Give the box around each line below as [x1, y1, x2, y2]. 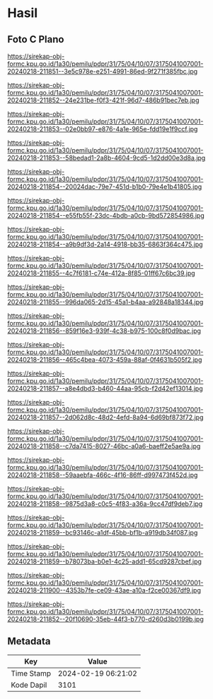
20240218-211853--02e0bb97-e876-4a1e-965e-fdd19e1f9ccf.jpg [7, 125, 198, 133]
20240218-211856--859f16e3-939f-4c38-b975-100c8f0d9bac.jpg [7, 326, 202, 335]
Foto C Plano [7, 33, 64, 45]
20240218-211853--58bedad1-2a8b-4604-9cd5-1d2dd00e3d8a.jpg [7, 154, 206, 162]
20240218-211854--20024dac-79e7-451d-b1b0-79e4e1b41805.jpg [7, 182, 202, 191]
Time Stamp [11, 668, 52, 678]
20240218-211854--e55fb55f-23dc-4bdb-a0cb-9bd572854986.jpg [7, 211, 205, 219]
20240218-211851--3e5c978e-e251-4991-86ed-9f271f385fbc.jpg [7, 67, 198, 75]
